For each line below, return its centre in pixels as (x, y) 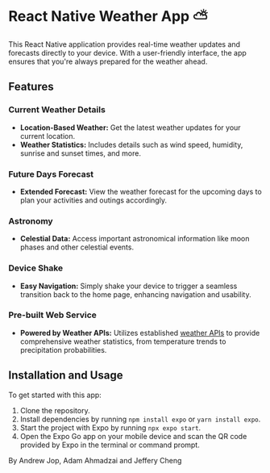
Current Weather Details (57, 110)
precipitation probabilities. (63, 350)
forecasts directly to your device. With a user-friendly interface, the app (128, 52)
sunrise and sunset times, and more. (80, 153)
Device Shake (36, 268)
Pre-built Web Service (52, 315)
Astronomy (31, 221)
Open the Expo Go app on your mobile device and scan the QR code (133, 436)
